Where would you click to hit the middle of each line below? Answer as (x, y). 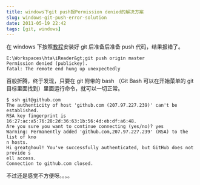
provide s (19, 153)
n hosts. (17, 143)
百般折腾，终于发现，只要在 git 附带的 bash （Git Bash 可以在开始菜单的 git (100, 81)
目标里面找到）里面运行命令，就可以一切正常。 (65, 89)
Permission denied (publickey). (47, 64)
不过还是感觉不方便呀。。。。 (39, 176)
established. (23, 111)
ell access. (21, 158)
